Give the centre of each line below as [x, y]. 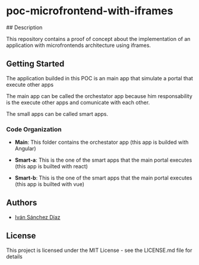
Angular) [26, 149]
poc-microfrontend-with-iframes [90, 11]
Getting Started [35, 64]
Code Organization [34, 129]
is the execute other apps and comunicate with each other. [78, 102]
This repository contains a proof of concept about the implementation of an [98, 39]
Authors [22, 203]
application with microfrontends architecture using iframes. [79, 45]
